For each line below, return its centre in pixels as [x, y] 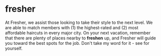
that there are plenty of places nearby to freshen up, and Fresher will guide [81, 38]
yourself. [14, 48]
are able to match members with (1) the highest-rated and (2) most [72, 27]
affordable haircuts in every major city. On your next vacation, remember [78, 33]
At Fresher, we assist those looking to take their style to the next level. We [79, 22]
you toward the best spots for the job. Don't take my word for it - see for [77, 43]
